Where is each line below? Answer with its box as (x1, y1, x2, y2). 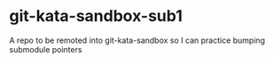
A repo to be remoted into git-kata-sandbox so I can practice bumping (9, 35, 266, 45)
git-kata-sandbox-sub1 (9, 6, 184, 26)
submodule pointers (9, 44, 82, 54)
